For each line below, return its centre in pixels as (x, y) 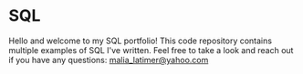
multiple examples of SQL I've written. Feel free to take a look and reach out (151, 50)
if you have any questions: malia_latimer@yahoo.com (109, 60)
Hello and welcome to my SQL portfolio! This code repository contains (141, 41)
